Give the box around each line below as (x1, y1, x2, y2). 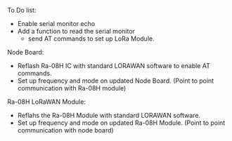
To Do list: (7, 6, 37, 14)
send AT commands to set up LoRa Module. (27, 34, 155, 43)
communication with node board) (17, 126, 114, 134)
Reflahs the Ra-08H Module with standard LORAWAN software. (17, 112, 201, 119)
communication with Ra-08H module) (17, 84, 127, 92)
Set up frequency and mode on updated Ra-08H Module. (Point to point (17, 119, 226, 127)
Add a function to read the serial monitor (17, 27, 136, 35)
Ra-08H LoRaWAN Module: (7, 98, 86, 106)
